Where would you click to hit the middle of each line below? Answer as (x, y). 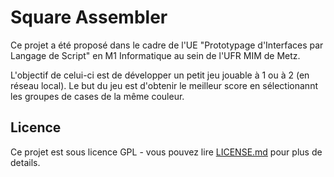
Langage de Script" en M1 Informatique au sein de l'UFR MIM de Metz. (155, 55)
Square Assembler (89, 17)
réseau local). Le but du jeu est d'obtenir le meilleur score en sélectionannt (164, 85)
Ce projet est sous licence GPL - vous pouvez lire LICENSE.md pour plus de (166, 152)
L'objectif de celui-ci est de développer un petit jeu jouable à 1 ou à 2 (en (160, 75)
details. (25, 162)
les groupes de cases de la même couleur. (97, 96)
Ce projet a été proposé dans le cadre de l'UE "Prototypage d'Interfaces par (167, 45)
